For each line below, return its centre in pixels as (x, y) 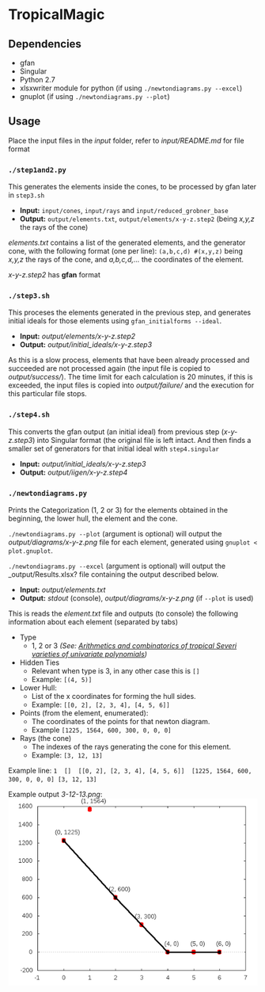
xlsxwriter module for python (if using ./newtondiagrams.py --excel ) (131, 88)
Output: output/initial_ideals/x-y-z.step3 (86, 345)
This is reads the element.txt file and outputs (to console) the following (123, 613)
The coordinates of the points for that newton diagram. (121, 721)
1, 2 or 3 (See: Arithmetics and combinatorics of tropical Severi (134, 646)
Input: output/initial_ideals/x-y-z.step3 (83, 464)
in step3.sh (26, 195)
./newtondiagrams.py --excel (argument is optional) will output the (117, 566)
